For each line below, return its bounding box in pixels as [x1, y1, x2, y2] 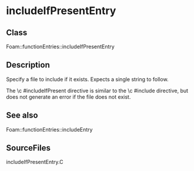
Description [6, 60, 50, 70]
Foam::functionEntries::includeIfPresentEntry [6, 43, 115, 50]
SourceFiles [6, 143, 51, 153]
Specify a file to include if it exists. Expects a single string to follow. [6, 75, 169, 83]
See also [6, 110, 38, 120]
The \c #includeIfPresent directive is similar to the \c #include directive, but [6, 87, 189, 94]
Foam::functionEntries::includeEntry [6, 126, 93, 133]
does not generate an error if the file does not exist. [6, 93, 131, 100]
